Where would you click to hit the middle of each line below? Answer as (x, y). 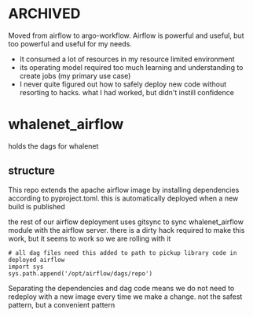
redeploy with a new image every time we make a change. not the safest (125, 297)
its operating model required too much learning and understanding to (131, 67)
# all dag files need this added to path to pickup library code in (123, 252)
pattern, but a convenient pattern (62, 304)
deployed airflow (37, 260)
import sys (26, 267)
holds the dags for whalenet (53, 146)
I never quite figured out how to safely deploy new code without (123, 84)
